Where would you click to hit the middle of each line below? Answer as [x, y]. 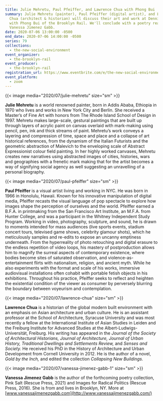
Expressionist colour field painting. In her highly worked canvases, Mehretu [80, 151]
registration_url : [24, 73]
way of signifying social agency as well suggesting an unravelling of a [75, 167]
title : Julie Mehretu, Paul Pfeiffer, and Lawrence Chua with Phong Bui [80, 9]
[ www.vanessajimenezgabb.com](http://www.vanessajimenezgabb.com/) [79, 393]
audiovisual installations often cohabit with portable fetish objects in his [76, 273]
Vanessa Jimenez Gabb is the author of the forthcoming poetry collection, [80, 377]
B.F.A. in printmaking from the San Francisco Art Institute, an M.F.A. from [78, 211]
